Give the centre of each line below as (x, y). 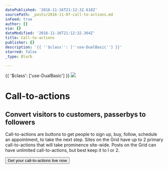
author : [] (17, 24)
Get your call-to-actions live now (37, 161)
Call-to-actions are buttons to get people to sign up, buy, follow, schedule (81, 134)
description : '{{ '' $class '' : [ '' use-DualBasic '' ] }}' (64, 47)
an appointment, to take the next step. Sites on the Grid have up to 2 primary (84, 140)
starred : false (21, 52)
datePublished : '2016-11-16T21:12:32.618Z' (51, 10)
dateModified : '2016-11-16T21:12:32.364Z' (50, 33)
